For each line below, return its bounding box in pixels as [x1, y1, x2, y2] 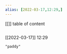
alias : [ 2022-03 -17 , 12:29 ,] [5, 7, 63, 12]
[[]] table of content [5, 21, 45, 27]
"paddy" [5, 44, 21, 49]
